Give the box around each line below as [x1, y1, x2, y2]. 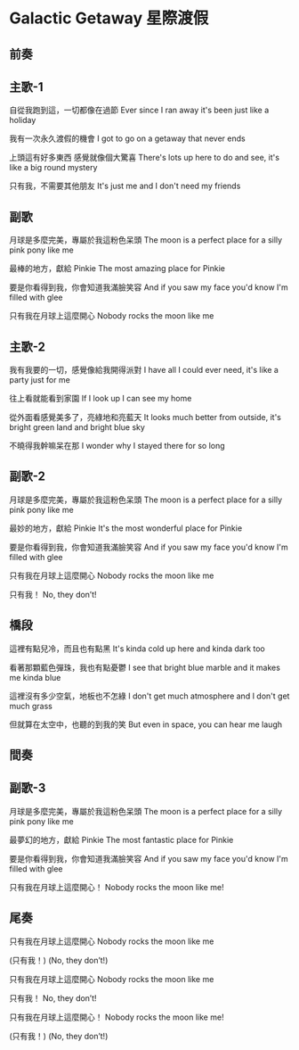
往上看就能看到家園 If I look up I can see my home [9, 393, 192, 404]
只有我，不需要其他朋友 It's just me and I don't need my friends [9, 180, 241, 192]
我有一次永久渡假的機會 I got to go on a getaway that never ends [9, 133, 246, 144]
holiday [9, 115, 36, 126]
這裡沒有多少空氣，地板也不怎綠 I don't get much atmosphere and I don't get [9, 690, 290, 701]
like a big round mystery [9, 162, 98, 173]
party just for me [9, 375, 71, 385]
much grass [9, 700, 53, 711]
